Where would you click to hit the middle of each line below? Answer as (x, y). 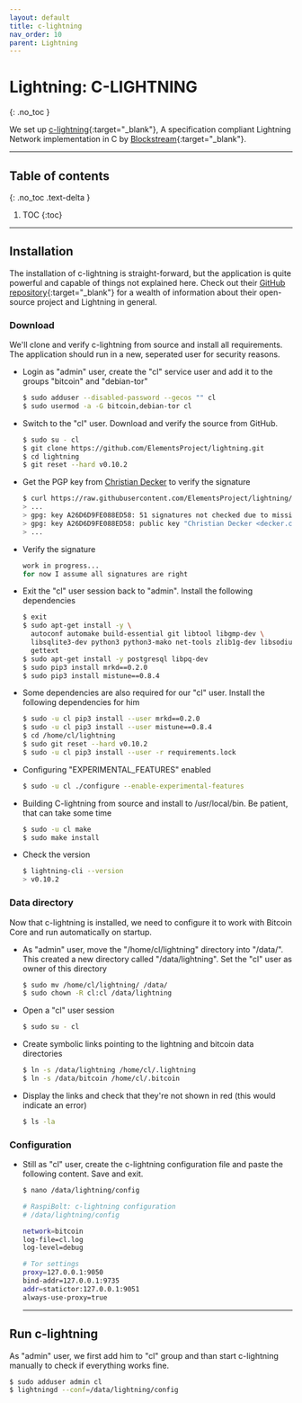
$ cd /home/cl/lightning (69, 736)
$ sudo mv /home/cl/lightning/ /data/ (95, 985)
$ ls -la (39, 1122)
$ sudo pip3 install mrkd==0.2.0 (85, 667)
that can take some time (67, 813)
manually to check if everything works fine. (89, 1365)
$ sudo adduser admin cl (56, 1381)
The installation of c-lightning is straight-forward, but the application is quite (151, 273)
